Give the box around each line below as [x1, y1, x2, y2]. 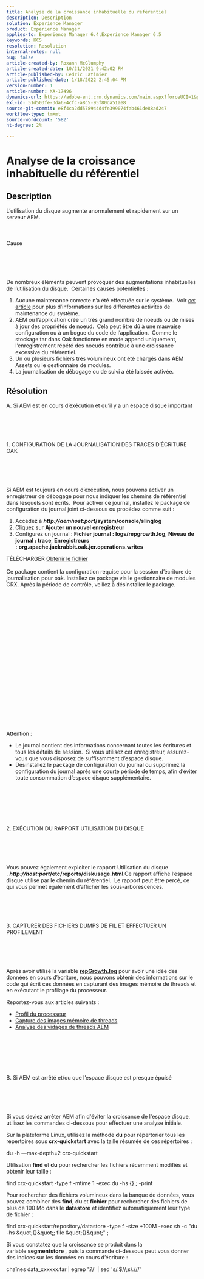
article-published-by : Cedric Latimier [6, 71, 107, 77]
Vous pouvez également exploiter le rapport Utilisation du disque [6, 863, 169, 871]
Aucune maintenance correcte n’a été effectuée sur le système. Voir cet [15, 297, 196, 304]
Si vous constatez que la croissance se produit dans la [6, 1241, 143, 1248]
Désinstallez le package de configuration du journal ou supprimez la [15, 761, 186, 768]
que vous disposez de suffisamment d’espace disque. [29, 754, 164, 762]
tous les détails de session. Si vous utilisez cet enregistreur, [15, 748, 166, 755]
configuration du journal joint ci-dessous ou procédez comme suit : [6, 505, 175, 513]
